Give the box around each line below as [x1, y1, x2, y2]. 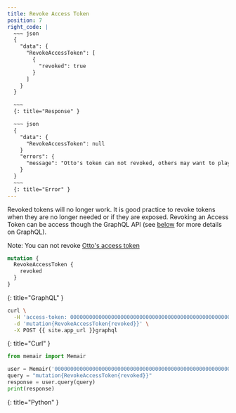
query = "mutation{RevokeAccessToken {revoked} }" [7, 372, 152, 379]
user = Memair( [7, 366, 52, 373]
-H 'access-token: [13, 313, 68, 320]
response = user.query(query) [7, 379, 96, 386]
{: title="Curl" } [7, 339, 51, 348]
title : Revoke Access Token [7, 10, 90, 18]
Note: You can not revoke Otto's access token [7, 241, 140, 249]
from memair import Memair [7, 353, 86, 360]
